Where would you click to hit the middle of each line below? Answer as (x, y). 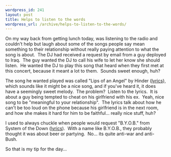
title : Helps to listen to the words (45, 19)
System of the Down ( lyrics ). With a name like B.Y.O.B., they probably (79, 129)
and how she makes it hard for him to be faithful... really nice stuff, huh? (81, 113)
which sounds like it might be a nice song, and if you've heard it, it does (81, 86)
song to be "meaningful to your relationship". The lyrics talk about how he (83, 103)
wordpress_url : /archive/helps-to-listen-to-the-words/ (66, 24)
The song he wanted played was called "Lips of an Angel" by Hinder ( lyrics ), (86, 81)
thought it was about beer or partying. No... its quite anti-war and (75, 134)
